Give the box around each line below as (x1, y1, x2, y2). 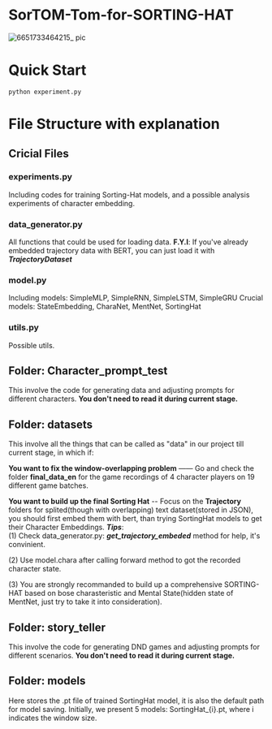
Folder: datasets (8, 417, 93, 431)
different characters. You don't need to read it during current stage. (8, 394, 238, 403)
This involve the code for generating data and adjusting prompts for (8, 386, 235, 395)
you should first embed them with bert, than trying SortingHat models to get (8, 514, 262, 524)
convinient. (8, 540, 46, 550)
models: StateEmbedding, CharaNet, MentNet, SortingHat (8, 302, 201, 312)
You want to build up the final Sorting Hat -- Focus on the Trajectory (8, 497, 242, 507)
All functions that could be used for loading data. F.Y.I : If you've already (8, 237, 249, 247)
